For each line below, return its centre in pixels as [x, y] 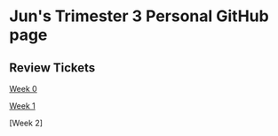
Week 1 [22, 106]
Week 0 [23, 89]
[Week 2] [26, 123]
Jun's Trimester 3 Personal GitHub [139, 16]
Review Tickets [52, 68]
